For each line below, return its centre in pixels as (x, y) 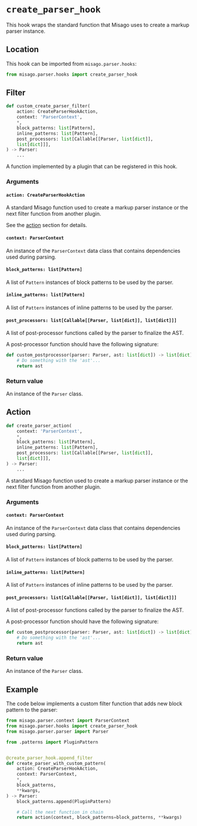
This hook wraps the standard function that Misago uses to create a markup (98, 25)
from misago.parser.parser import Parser (57, 732)
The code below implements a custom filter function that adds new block (94, 704)
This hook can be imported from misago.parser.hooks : (71, 63)
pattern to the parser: (32, 710)
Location (23, 50)
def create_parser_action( (39, 426)
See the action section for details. (47, 225)
